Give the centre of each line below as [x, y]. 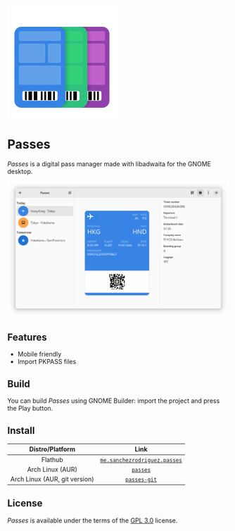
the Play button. [30, 408]
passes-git [141, 480]
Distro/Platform [52, 449]
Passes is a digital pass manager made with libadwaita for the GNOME [109, 163]
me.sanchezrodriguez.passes [141, 460]
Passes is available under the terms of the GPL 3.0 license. [93, 520]
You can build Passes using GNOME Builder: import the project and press [114, 401]
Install [21, 431]
